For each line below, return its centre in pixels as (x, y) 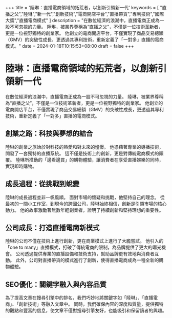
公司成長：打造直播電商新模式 (52, 227)
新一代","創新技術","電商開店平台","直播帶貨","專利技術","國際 (101, 14)
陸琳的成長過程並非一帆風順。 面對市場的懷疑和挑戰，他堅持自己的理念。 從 (85, 197)
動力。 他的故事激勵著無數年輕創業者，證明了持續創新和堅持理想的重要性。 (84, 210)
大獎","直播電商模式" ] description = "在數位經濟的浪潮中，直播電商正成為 (83, 20)
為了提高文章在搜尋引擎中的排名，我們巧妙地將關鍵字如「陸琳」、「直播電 (81, 298)
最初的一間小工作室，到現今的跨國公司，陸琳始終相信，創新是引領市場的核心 (86, 204)
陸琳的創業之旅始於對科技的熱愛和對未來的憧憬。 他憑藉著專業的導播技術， (84, 147)
